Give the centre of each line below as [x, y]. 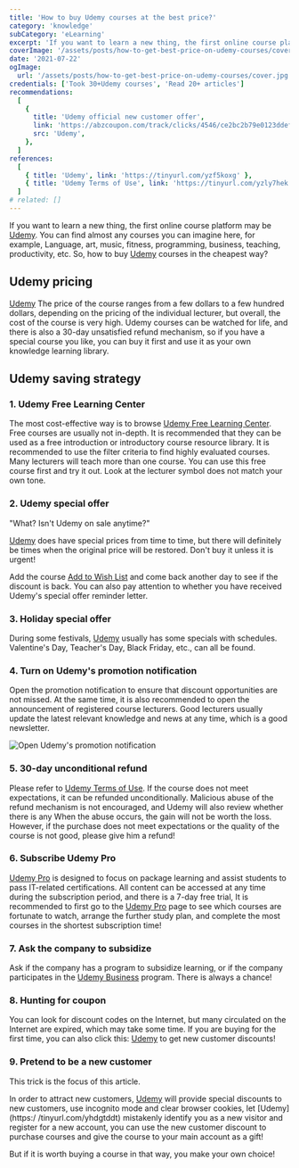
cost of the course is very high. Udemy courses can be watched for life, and [149, 322]
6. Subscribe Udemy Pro [63, 858]
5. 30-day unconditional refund [78, 768]
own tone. [28, 480]
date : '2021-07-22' [45, 59]
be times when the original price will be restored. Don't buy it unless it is [141, 550]
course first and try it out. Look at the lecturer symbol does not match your [146, 471]
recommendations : [41, 92]
